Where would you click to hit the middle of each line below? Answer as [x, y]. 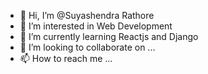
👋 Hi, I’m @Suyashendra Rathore [87, 15]
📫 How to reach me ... [66, 58]
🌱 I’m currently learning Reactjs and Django [109, 36]
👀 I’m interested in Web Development [96, 26]
